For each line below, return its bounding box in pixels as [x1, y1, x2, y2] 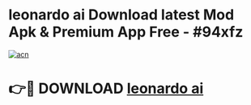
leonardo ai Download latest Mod [8, 6, 235, 24]
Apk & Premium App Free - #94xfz [8, 23, 244, 41]
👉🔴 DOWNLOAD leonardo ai [8, 79, 204, 98]
